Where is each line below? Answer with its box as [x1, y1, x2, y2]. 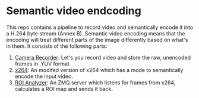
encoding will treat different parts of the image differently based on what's [6, 36, 188, 43]
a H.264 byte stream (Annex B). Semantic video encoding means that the [6, 30, 185, 37]
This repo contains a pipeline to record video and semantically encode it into [6, 24, 194, 31]
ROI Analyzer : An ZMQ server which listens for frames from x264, [14, 79, 176, 86]
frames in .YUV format [14, 60, 70, 67]
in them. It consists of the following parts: [6, 43, 108, 50]
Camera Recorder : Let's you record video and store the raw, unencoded [14, 54, 191, 61]
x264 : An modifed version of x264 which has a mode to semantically [14, 66, 184, 73]
